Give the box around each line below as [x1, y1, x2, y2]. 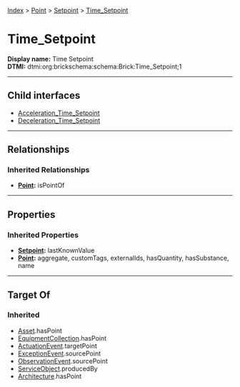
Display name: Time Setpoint [7, 54, 94, 63]
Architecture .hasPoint [17, 371, 82, 381]
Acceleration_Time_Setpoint [17, 109, 100, 117]
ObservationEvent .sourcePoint [17, 356, 109, 365]
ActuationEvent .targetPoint [17, 341, 98, 350]
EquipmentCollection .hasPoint [17, 333, 107, 342]
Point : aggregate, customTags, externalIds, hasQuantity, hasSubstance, [17, 253, 229, 263]
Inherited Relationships [7, 165, 90, 175]
